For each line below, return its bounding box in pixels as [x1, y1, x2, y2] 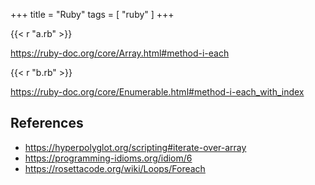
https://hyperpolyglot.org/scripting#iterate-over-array [24, 141, 247, 153]
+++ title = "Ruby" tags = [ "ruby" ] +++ [10, 9, 175, 20]
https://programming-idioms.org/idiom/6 [24, 152, 193, 164]
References [10, 115, 84, 132]
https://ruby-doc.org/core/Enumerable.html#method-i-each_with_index [10, 86, 305, 98]
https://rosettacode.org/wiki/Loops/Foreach [24, 162, 206, 174]
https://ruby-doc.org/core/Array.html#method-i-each [10, 47, 230, 59]
